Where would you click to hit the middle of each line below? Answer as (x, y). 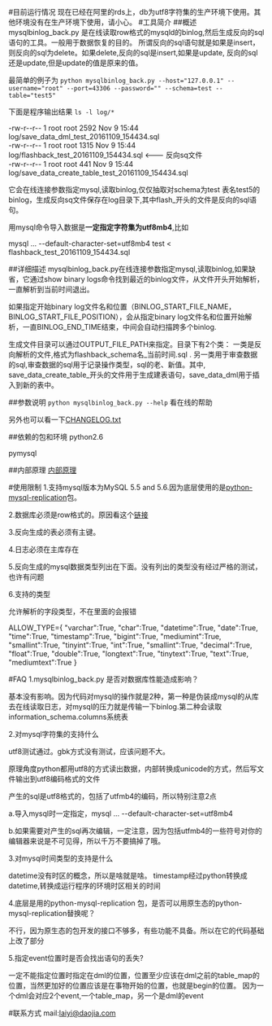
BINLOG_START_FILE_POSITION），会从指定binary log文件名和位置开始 (127, 317)
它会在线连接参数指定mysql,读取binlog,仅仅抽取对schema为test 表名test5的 (134, 189)
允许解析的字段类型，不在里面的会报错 (72, 612)
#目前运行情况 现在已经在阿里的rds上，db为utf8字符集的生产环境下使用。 (131, 12)
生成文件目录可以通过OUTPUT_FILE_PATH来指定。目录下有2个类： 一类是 (132, 344)
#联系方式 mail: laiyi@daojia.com (62, 1013)
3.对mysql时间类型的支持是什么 (61, 858)
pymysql (23, 453)
